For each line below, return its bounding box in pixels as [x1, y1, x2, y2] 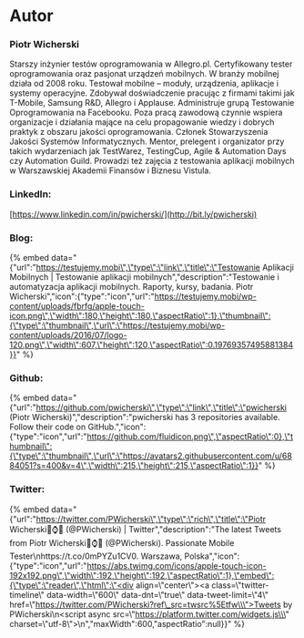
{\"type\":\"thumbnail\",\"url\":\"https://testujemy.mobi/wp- [9, 320, 226, 331]
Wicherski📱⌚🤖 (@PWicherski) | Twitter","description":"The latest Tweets [9, 523, 282, 534]
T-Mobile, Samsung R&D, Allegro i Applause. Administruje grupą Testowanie [9, 98, 295, 108]
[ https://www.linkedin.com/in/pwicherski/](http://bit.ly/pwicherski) [9, 209, 258, 220]
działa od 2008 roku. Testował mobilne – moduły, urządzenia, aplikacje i [9, 78, 279, 89]
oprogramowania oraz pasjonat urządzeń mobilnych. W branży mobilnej [9, 68, 279, 79]
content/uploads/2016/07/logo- [9, 330, 127, 341]
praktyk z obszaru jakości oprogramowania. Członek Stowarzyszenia [9, 127, 269, 138]
